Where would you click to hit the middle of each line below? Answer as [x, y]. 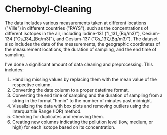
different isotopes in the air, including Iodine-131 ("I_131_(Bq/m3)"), [73, 33]
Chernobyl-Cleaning [49, 9]
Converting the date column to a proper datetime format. [71, 90]
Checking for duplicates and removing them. [58, 116]
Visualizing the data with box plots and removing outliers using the [81, 106]
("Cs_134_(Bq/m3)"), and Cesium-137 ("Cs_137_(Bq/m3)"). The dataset [86, 39]
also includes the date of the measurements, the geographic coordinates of [83, 44]
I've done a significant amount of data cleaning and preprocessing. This [79, 64]
